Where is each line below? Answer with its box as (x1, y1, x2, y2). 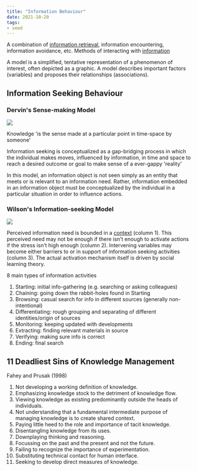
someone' (6, 136, 31, 143)
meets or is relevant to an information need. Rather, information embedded (6, 177, 188, 185)
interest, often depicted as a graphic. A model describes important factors (6, 65, 186, 72)
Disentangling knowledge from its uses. (15, 427, 111, 435)
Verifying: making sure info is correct (15, 333, 105, 341)
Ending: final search (15, 339, 64, 346)
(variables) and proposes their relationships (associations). (6, 71, 149, 78)
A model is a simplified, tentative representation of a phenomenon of (6, 59, 173, 66)
